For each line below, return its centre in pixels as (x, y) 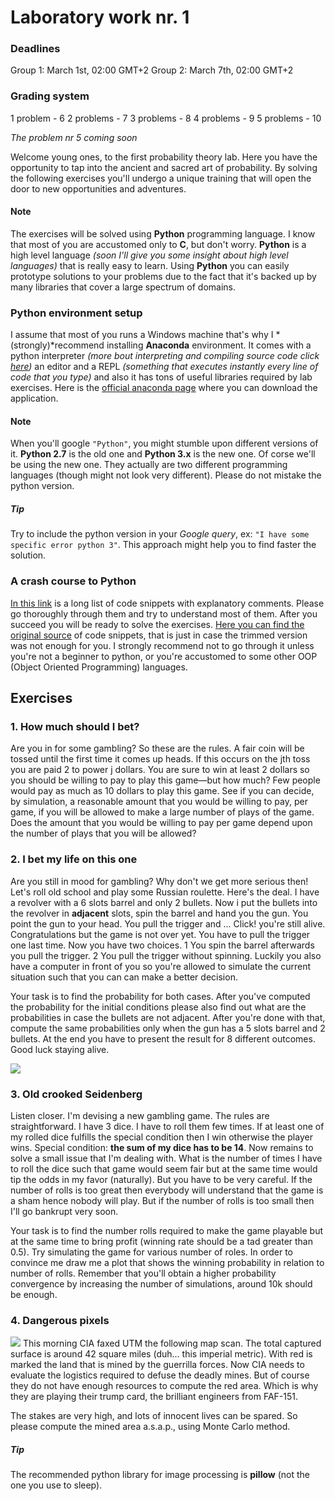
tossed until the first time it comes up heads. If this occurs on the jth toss (160, 759)
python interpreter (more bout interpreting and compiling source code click (165, 356)
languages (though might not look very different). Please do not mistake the (166, 475)
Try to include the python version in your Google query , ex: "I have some (160, 534)
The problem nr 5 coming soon (74, 137)
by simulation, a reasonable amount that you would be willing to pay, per (159, 802)
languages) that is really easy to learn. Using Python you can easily (150, 265)
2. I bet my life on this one (74, 859)
